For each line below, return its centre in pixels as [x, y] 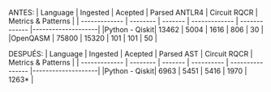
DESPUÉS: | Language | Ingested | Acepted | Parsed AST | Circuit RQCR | [131, 54]
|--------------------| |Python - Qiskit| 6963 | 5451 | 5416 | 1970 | [138, 71]
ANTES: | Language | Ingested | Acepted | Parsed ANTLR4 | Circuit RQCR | [133, 13]
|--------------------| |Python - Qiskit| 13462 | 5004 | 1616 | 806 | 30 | [146, 29]
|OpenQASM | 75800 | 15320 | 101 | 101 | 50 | [83, 38]
